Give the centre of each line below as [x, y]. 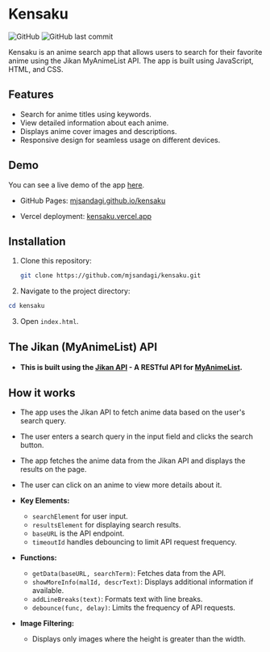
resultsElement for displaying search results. [106, 524]
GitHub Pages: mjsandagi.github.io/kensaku [93, 200]
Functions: [38, 557]
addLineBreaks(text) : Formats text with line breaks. [117, 599]
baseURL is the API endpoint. [78, 533]
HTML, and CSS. [36, 69]
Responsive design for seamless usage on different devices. [120, 140]
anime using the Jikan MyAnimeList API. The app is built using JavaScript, [131, 61]
